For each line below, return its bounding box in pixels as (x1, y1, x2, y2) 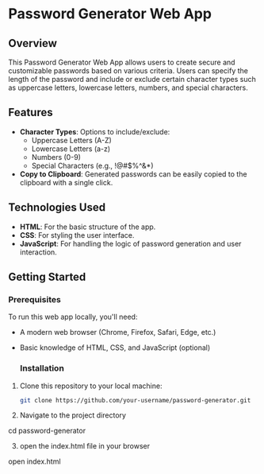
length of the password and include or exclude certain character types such (8, 75, 256, 84)
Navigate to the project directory (19, 410, 127, 420)
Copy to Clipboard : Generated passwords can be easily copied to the (19, 169, 247, 179)
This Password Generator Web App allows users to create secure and (8, 57, 235, 67)
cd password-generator (8, 426, 86, 436)
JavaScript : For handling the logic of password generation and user (19, 239, 242, 248)
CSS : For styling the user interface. (19, 230, 135, 239)
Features (8, 106, 53, 119)
